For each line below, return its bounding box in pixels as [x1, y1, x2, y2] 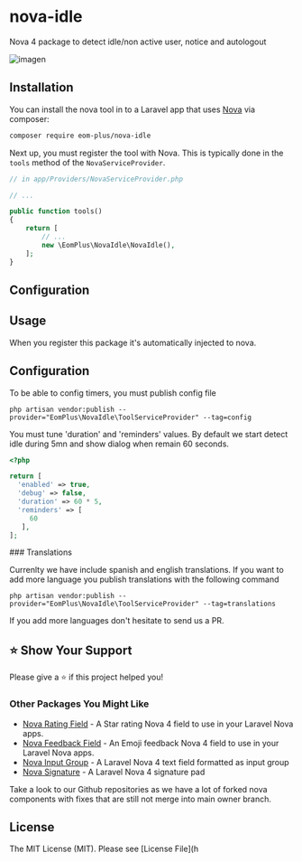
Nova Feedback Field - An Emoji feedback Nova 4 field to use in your [22, 737, 279, 748]
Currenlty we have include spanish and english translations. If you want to [9, 565, 284, 576]
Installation [9, 80, 74, 96]
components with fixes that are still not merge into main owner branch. [9, 793, 272, 804]
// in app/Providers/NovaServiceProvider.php [9, 174, 183, 183]
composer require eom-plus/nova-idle [9, 131, 151, 140]
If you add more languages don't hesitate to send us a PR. [9, 615, 224, 626]
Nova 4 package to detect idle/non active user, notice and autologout [9, 36, 267, 47]
